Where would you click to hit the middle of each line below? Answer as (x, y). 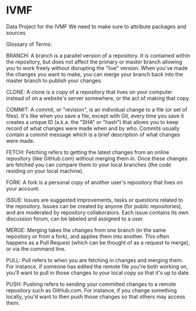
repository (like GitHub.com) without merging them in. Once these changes (97, 158)
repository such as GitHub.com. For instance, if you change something (92, 290)
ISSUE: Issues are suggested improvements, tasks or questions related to (95, 200)
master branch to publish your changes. (54, 81)
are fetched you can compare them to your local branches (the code (89, 165)
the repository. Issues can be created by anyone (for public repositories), (94, 206)
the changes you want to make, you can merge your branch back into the (95, 74)
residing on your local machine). (45, 170)
